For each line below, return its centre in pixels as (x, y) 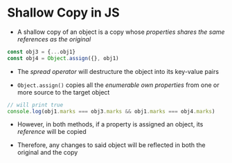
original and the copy (47, 153)
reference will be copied (52, 132)
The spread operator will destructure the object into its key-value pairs (118, 71)
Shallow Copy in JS (63, 13)
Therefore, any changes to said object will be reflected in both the (111, 145)
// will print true (35, 105)
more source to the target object (63, 92)
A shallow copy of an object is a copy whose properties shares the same (121, 32)
